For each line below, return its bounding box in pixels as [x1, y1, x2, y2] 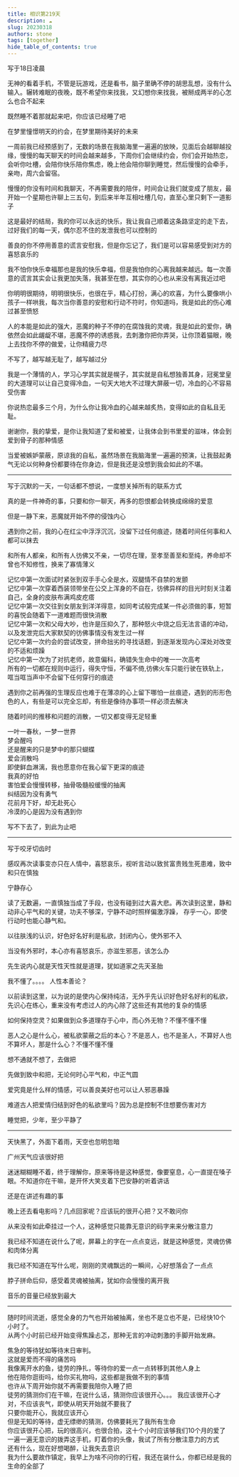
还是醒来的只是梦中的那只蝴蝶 [7, 745, 95, 753]
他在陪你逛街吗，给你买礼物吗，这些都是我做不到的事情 [7, 1373, 169, 1381]
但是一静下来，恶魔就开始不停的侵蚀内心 [7, 512, 126, 520]
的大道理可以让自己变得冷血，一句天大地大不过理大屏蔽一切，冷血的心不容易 [7, 379, 232, 387]
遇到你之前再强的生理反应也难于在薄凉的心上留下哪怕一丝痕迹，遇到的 [7, 688, 213, 696]
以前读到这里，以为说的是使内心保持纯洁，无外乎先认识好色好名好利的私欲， [7, 992, 232, 1000]
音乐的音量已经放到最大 [7, 1291, 76, 1300]
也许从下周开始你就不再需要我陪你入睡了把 [7, 1382, 132, 1390]
